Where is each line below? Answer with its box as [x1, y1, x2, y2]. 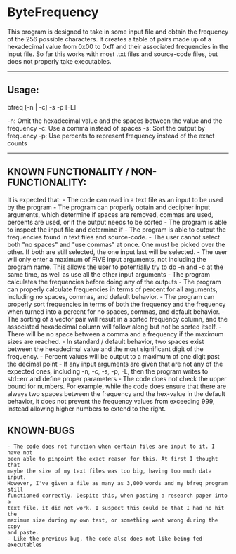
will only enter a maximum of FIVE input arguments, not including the [7, 255, 206, 263]
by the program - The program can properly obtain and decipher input [7, 203, 211, 211]
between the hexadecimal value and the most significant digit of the [7, 345, 204, 353]
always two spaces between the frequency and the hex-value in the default [7, 389, 226, 397]
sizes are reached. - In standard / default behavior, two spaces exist [7, 337, 204, 345]
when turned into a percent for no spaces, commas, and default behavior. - [7, 307, 225, 316]
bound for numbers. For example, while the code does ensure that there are [7, 382, 227, 390]
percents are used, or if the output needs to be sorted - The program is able [7, 218, 227, 226]
